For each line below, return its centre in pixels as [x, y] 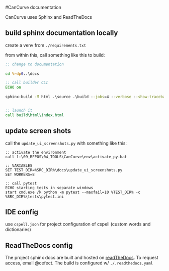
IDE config [22, 212]
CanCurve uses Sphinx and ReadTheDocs [49, 17]
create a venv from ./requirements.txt [46, 45]
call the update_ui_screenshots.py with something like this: [66, 143]
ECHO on [13, 87]
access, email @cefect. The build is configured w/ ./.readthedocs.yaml [79, 263]
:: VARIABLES [19, 166]
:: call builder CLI [27, 83]
